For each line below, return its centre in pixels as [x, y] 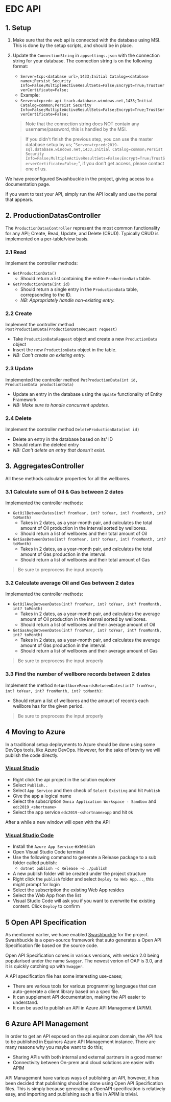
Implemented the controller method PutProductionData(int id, [71, 379]
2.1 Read [16, 252]
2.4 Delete [19, 418]
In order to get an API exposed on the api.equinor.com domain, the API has [84, 1036]
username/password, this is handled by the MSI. [76, 129]
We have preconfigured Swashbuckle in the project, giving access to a [80, 179]
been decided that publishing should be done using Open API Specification [84, 1083]
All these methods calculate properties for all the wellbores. [68, 478]
